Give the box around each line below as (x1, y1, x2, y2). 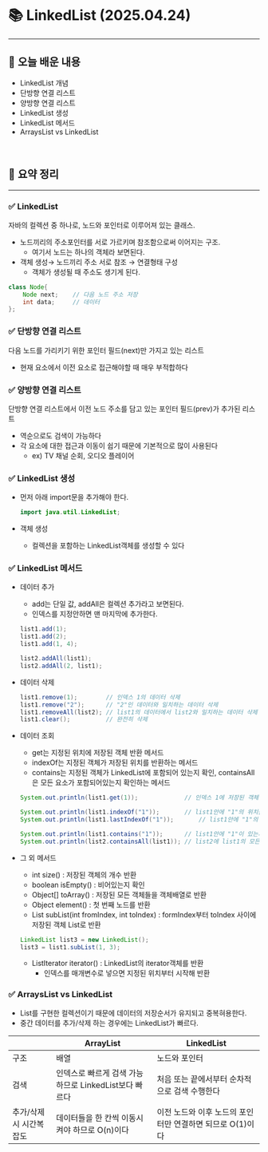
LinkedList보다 (80, 1079, 134, 1091)
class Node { (8, 283, 48, 291)
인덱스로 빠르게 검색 (55, 1067, 127, 1079)
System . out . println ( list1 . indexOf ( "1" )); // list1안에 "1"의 (19, 808, 244, 817)
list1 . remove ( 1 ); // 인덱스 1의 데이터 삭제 (19, 693, 181, 701)
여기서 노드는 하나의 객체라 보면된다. (31, 247, 145, 256)
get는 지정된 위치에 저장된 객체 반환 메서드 (31, 748, 164, 758)
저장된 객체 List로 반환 (31, 920, 101, 929)
